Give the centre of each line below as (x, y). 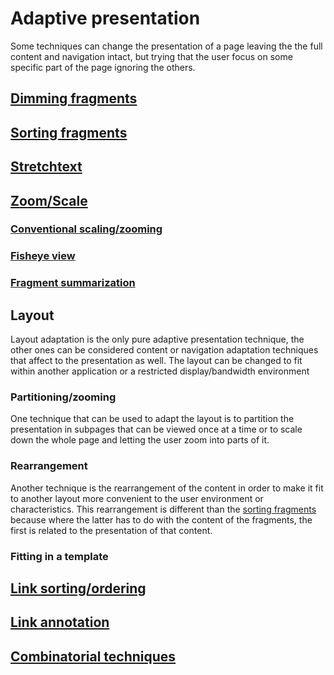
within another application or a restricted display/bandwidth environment (160, 371)
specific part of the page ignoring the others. (103, 67)
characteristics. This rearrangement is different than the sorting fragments (163, 509)
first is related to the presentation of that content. (111, 530)
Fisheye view (43, 256)
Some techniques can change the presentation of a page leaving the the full (166, 46)
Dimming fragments (74, 98)
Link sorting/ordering (78, 588)
